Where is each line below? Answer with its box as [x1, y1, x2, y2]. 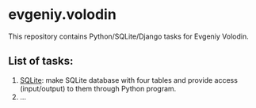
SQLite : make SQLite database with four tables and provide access [19, 75, 238, 84]
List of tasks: [8, 54, 74, 68]
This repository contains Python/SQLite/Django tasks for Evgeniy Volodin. [8, 32, 249, 41]
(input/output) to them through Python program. [19, 84, 177, 93]
